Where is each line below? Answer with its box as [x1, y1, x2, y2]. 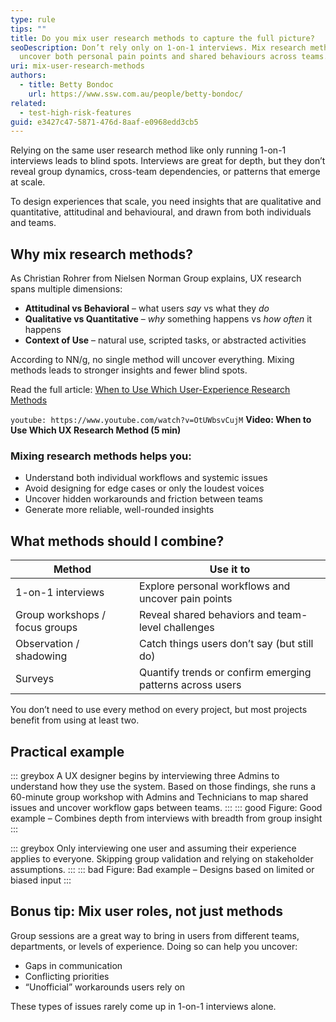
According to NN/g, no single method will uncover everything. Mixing [10, 354, 295, 366]
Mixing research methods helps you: [10, 449, 192, 463]
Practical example [10, 743, 125, 760]
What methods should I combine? [10, 532, 225, 550]
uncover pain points [138, 592, 233, 606]
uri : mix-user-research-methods [10, 61, 145, 71]
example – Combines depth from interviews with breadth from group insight [10, 812, 323, 824]
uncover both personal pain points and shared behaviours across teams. [19, 52, 329, 62]
